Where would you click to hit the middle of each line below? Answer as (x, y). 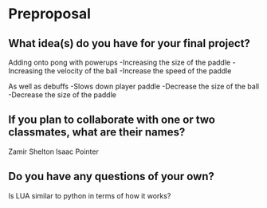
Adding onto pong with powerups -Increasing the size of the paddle (120, 62)
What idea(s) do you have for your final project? (130, 43)
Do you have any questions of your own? (112, 177)
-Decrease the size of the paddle (63, 95)
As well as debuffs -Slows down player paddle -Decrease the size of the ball (134, 86)
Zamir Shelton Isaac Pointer (54, 151)
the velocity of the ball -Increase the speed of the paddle (138, 71)
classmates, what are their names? (97, 132)
